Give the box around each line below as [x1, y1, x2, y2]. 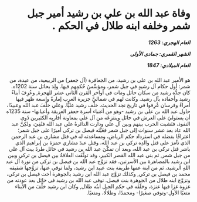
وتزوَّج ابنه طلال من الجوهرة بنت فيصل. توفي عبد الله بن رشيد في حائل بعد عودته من [6, 177, 191, 184]
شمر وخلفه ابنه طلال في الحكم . [52, 19, 191, 32]
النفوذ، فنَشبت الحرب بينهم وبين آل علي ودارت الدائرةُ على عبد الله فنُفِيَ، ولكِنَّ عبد [11, 120, 191, 127]
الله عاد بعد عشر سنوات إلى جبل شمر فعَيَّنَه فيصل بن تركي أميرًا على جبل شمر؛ [18, 127, 191, 134]
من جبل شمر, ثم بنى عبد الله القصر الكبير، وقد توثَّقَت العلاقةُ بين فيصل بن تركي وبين [8, 151, 191, 159]
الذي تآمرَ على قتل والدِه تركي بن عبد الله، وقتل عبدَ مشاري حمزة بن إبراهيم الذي [15, 139, 191, 146]
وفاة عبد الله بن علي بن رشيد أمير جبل [27, 6, 191, 20]
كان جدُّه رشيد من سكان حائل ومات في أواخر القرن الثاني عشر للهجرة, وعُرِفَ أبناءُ [11, 89, 191, 96]
